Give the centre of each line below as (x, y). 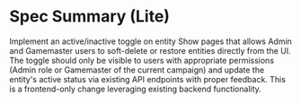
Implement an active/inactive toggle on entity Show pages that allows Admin (150, 41)
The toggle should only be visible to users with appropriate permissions (142, 60)
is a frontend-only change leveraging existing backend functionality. (136, 89)
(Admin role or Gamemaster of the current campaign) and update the (137, 70)
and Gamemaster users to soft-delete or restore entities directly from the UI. (150, 50)
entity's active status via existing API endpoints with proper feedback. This (147, 79)
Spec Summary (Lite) (90, 17)
